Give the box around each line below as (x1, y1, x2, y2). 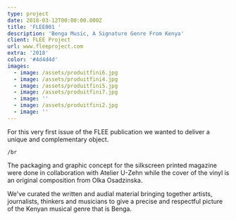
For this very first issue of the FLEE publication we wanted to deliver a (7, 127, 210, 136)
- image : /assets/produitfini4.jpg (13, 75, 118, 83)
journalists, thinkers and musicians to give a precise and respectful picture (7, 197, 223, 205)
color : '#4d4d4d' (7, 56, 58, 63)
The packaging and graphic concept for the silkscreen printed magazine (7, 161, 217, 169)
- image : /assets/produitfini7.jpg (13, 89, 118, 96)
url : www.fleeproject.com (7, 43, 83, 50)
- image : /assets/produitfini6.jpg (13, 69, 118, 76)
